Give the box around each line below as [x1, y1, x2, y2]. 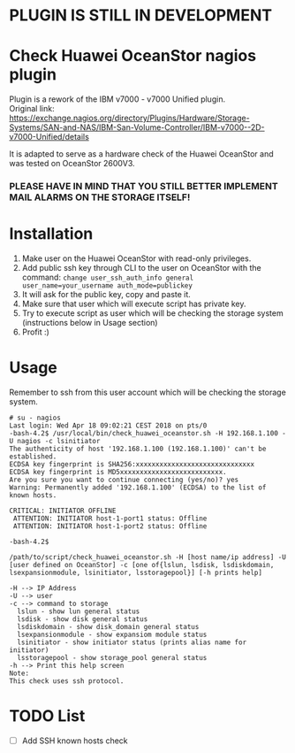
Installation [9, 224, 94, 244]
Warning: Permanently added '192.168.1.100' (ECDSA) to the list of [9, 483, 267, 492]
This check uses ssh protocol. [9, 676, 125, 686]
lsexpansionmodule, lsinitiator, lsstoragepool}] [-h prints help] [9, 568, 263, 577]
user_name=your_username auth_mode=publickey [21, 280, 193, 290]
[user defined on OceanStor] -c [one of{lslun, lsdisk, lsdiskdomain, [9, 560, 275, 569]
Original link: [9, 104, 55, 114]
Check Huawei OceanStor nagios [9, 46, 257, 66]
